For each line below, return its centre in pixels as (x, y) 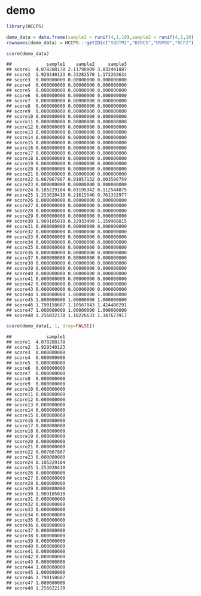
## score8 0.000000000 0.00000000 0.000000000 (67, 106)
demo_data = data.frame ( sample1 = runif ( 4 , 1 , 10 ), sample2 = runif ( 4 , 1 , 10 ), (101, 37)
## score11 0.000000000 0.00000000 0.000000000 (67, 122)
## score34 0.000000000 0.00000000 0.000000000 (67, 242)
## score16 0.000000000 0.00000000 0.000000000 (67, 148)
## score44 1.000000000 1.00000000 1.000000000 (67, 295)
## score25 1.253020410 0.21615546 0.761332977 (67, 195)
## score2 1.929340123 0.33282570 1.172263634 (67, 75)
